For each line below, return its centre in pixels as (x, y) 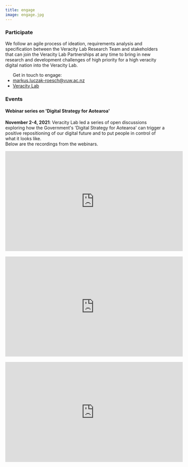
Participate (19, 33)
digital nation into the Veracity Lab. (42, 65)
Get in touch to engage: (37, 75)
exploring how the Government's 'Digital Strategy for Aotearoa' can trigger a (85, 128)
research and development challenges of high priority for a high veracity (81, 59)
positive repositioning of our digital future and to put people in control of (81, 133)
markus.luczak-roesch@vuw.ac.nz (49, 80)
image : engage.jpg (25, 15)
